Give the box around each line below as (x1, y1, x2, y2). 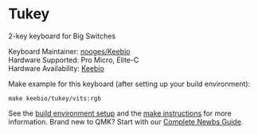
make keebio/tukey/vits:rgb (8, 94, 102, 102)
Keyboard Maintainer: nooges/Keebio (8, 46, 131, 56)
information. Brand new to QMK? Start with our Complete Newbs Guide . (8, 116, 244, 126)
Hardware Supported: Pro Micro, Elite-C (8, 55, 139, 65)
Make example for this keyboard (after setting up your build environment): (8, 79, 251, 89)
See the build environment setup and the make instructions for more (8, 108, 233, 118)
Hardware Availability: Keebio (8, 63, 105, 73)
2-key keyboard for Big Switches (8, 31, 116, 41)
